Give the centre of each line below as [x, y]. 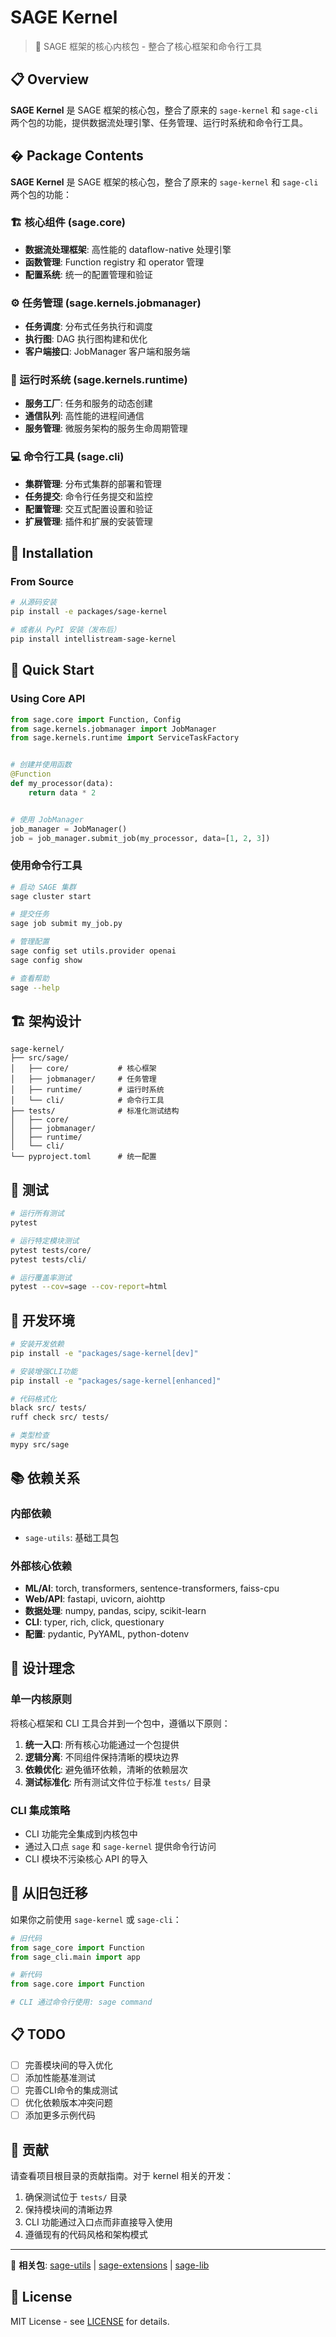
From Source [42, 582]
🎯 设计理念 [42, 1668]
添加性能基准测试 [60, 2077]
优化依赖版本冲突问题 [68, 2103]
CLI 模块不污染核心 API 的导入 [86, 1858]
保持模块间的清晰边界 [68, 2209]
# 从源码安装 [33, 602]
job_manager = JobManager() [69, 829]
